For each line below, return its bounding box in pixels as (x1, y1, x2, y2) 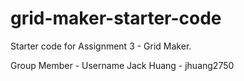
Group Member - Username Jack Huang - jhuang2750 (10, 59, 235, 71)
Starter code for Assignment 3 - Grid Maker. (10, 40, 192, 52)
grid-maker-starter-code (10, 7, 222, 30)
